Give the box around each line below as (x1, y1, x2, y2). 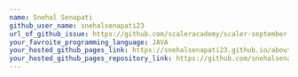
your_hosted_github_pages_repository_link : (9, 54, 173, 63)
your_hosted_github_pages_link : (9, 46, 129, 55)
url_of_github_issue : (9, 29, 90, 38)
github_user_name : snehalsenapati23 (9, 21, 145, 30)
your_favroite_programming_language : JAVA (9, 37, 169, 47)
